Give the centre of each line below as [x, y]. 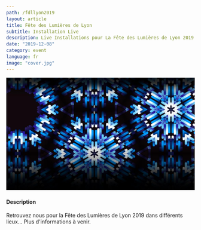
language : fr [22, 57]
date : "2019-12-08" [31, 44]
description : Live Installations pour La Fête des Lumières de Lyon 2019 [100, 38]
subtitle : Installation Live [42, 32]
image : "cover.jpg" [31, 63]
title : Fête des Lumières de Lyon [49, 25]
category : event [26, 51]
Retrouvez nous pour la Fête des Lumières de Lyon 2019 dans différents [95, 215]
